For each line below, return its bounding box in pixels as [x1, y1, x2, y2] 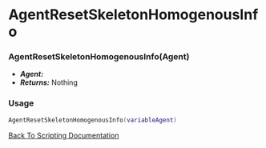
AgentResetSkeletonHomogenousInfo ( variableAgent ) [8, 116, 178, 124]
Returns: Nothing [19, 78, 78, 87]
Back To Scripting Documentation [8, 130, 119, 140]
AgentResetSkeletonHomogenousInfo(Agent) [8, 51, 190, 62]
